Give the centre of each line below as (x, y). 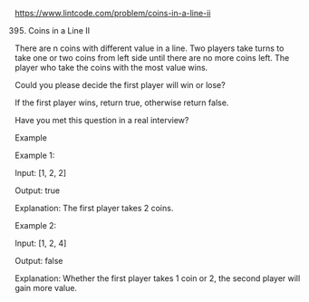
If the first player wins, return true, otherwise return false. (122, 102)
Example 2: (36, 225)
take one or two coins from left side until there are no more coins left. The (152, 58)
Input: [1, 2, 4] (41, 243)
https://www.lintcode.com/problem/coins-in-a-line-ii (113, 13)
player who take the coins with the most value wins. (111, 68)
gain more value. (46, 288)
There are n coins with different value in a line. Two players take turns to (150, 48)
